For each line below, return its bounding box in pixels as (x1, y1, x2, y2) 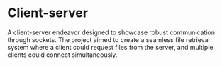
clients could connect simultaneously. (7, 51, 118, 59)
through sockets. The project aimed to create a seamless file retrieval (7, 35, 211, 44)
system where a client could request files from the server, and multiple (7, 43, 213, 51)
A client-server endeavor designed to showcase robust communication (7, 28, 215, 37)
